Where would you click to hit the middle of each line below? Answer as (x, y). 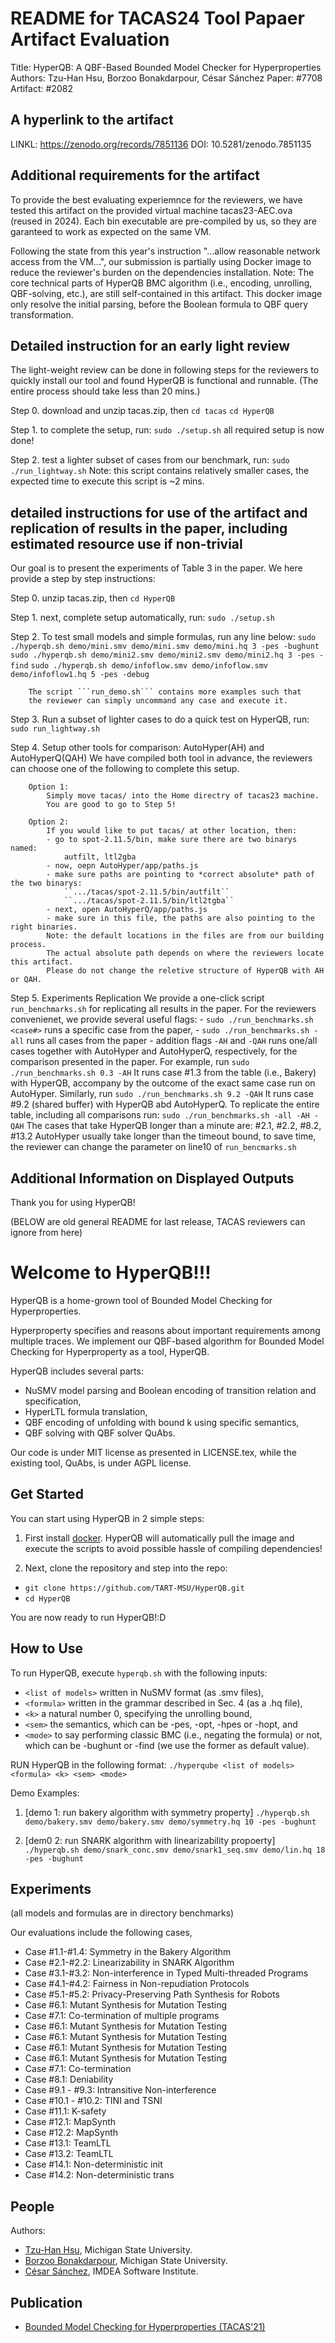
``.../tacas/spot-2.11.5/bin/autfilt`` (146, 892)
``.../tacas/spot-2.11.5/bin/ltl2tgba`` (149, 901)
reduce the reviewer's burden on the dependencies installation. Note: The (162, 272)
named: (24, 848)
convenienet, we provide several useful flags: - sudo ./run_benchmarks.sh (162, 1019)
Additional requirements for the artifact (135, 175)
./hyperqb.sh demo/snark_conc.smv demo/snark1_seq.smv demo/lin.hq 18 (175, 1850)
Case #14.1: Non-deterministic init (93, 2164)
